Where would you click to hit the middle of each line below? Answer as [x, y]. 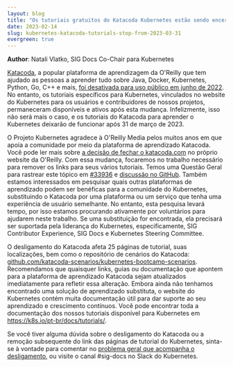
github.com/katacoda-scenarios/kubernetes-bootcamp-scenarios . [102, 262]
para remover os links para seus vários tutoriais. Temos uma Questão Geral [114, 167]
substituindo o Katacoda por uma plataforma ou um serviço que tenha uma [114, 197]
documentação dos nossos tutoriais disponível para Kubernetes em [104, 314]
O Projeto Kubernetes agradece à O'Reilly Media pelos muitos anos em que [115, 138]
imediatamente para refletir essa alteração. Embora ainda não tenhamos [110, 284]
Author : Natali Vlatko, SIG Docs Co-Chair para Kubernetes [91, 59]
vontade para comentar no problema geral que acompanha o [107, 349]
